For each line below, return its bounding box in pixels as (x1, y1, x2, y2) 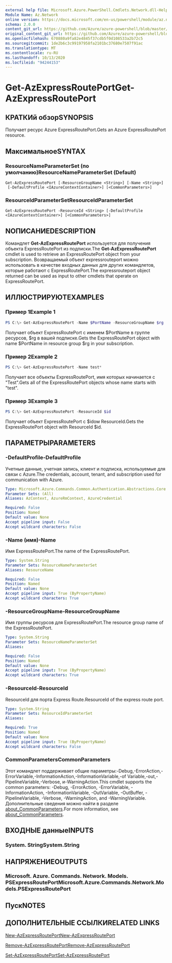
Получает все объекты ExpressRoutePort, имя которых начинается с (5, 374, 155, 380)
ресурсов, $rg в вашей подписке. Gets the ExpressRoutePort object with (5, 335, 160, 341)
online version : (5, 17, 40, 22)
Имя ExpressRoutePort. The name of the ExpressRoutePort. (5, 548, 131, 554)
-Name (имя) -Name (5, 536, 56, 543)
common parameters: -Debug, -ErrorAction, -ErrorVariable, (5, 784, 130, 790)
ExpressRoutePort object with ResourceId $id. (5, 423, 102, 430)
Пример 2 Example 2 (5, 353, 58, 360)
